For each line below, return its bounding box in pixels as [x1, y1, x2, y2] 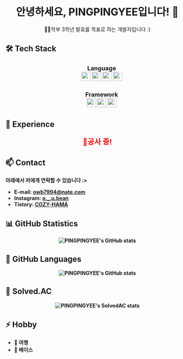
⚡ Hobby [5, 320, 37, 330]
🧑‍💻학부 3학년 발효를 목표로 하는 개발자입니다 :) [44, 26, 151, 33]
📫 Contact [5, 157, 46, 167]
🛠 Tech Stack [5, 44, 57, 54]
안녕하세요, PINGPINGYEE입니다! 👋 [16, 5, 179, 19]
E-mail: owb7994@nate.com [13, 188, 86, 196]
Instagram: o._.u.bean [13, 195, 69, 202]
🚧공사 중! [83, 137, 112, 147]
